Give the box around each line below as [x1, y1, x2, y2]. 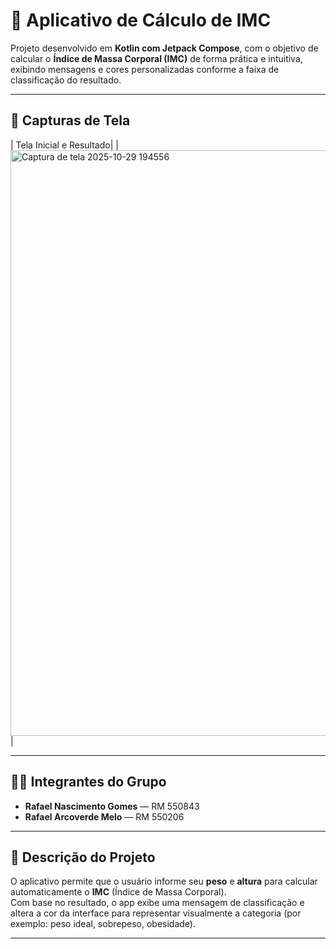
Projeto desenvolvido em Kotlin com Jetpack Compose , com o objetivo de [10, 42, 319, 54]
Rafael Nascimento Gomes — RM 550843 [24, 800, 200, 812]
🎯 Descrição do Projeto [10, 849, 156, 866]
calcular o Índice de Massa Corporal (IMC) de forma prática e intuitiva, [10, 52, 303, 64]
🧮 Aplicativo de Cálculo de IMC [10, 9, 272, 32]
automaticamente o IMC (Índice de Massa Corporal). [10, 886, 227, 898]
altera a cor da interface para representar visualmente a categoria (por [10, 907, 302, 919]
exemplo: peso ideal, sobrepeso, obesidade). [10, 918, 196, 930]
